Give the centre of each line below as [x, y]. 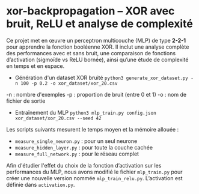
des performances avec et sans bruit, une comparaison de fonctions [91, 53]
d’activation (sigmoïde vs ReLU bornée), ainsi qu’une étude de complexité [97, 59]
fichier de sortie [26, 101]
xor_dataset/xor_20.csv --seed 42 [58, 118]
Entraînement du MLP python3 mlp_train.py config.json [85, 112]
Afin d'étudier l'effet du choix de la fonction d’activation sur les [84, 165]
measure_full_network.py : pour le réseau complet [77, 154]
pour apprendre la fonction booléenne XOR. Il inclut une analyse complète [98, 47]
